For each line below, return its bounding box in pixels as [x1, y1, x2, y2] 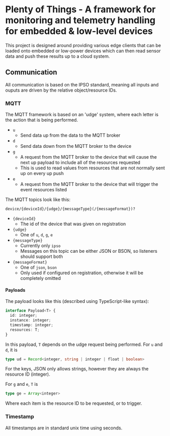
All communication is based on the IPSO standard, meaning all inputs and [5, 81, 159, 88]
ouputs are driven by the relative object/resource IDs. [5, 87, 117, 93]
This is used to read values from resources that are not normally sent [20, 165, 165, 171]
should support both [20, 253, 63, 259]
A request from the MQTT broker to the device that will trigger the [20, 181, 159, 187]
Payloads [5, 287, 25, 293]
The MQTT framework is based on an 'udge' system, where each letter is [5, 112, 159, 118]
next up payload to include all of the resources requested [20, 160, 140, 166]
